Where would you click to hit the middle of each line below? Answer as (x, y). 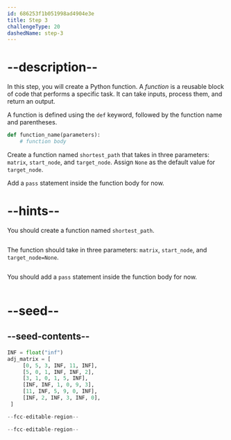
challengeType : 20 (34, 26)
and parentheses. (32, 122)
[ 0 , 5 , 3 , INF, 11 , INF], (60, 366)
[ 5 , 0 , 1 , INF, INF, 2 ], (59, 372)
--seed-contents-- (49, 337)
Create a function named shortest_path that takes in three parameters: (108, 154)
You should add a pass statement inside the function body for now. (102, 277)
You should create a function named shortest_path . (81, 230)
